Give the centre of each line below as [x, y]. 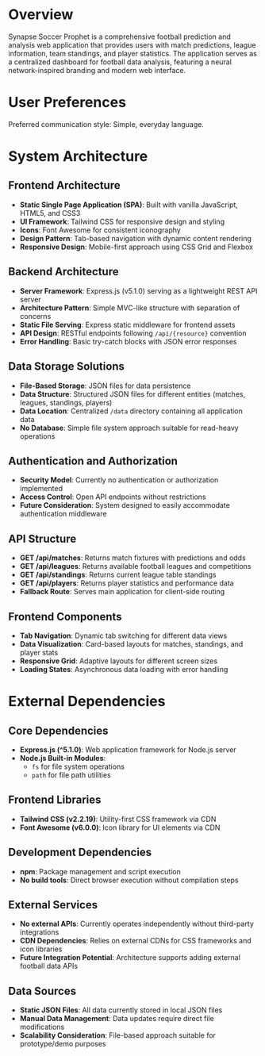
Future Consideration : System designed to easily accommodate [125, 505]
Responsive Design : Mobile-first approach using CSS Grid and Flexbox [136, 247]
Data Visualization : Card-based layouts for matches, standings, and [131, 643]
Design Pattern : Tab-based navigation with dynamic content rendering [136, 238]
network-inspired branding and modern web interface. [97, 70]
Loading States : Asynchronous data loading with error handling [124, 669]
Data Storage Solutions [67, 367]
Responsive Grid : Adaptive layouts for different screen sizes [119, 661]
